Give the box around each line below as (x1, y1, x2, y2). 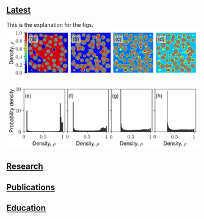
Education (6, 203, 46, 213)
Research (6, 161, 44, 172)
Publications (6, 182, 56, 192)
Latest (6, 5, 31, 15)
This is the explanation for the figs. (6, 21, 93, 28)
